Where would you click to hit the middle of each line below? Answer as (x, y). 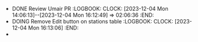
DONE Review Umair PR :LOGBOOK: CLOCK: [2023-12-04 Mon (90, 9)
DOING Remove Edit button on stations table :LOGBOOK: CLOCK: (92, 21)
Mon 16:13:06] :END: (54, 28)
